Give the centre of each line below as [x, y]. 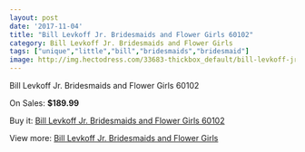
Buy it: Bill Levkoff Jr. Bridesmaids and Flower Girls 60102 [117, 120]
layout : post [34, 18]
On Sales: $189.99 [44, 103]
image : [22, 60]
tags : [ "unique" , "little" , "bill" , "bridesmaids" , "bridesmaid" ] [129, 52]
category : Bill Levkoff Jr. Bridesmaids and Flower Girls [121, 43]
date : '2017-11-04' [46, 26]
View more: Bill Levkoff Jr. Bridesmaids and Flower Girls [114, 138]
